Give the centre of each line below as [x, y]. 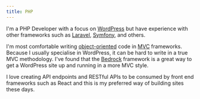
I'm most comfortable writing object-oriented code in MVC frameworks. [94, 46]
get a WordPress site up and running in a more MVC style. [78, 65]
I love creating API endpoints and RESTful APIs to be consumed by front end [100, 76]
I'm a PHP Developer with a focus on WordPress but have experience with [97, 28]
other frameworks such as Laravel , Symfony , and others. [76, 35]
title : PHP [20, 12]
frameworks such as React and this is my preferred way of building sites [95, 83]
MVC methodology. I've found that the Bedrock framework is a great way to [99, 59]
